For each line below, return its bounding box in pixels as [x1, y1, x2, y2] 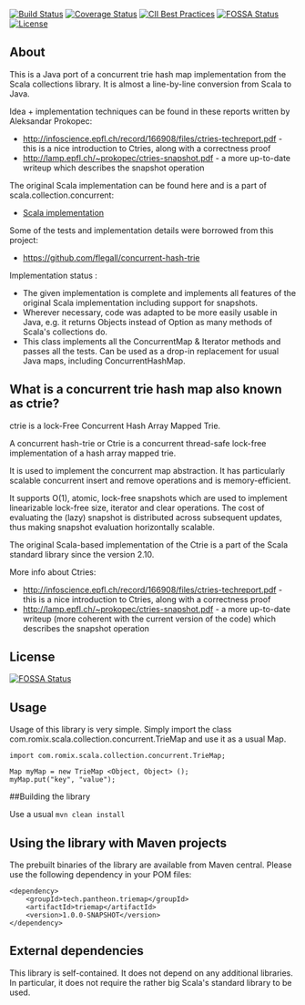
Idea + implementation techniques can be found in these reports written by [9, 106, 290, 117]
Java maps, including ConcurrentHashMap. [22, 355, 186, 366]
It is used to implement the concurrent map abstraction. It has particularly [9, 465, 285, 476]
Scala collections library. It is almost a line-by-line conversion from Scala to [9, 78, 292, 89]
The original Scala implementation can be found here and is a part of [9, 179, 267, 190]
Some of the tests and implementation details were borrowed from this [9, 224, 275, 236]
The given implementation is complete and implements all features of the [22, 287, 297, 298]
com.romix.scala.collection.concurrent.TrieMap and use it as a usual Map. [9, 733, 287, 744]
